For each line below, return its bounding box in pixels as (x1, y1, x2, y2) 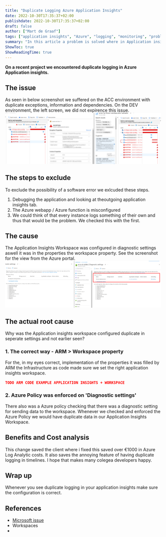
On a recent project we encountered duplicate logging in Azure (5, 64, 137, 70)
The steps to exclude (5, 174, 71, 182)
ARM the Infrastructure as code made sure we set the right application (5, 364, 148, 370)
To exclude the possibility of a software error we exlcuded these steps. (5, 186, 150, 193)
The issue (5, 84, 36, 92)
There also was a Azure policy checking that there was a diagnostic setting (5, 403, 158, 409)
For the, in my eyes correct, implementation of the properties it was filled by (5, 359, 160, 365)
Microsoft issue (12, 517, 44, 523)
